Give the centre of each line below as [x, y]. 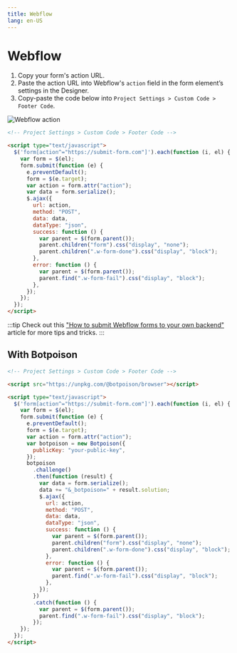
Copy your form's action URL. [61, 76]
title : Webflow [30, 14]
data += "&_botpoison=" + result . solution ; [105, 490]
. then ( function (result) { [73, 477]
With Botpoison [43, 355]
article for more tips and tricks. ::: [56, 333]
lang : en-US [25, 21]
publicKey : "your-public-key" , [79, 450]
